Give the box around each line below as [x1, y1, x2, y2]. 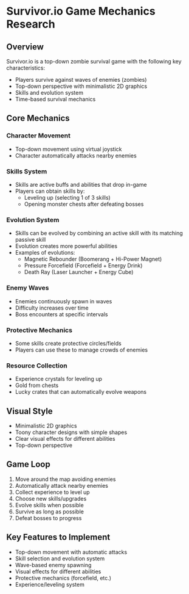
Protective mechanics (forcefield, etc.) [15, 574, 111, 581]
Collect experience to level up [15, 488, 90, 496]
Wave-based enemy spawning [15, 561, 92, 568]
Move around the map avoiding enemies [15, 475, 116, 483]
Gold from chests [15, 382, 59, 389]
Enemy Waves [6, 284, 49, 292]
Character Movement [6, 131, 71, 140]
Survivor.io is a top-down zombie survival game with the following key [6, 58, 182, 65]
